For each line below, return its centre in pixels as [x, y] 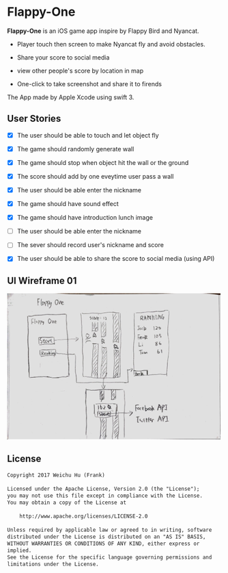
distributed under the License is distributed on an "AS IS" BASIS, [106, 537]
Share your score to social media [63, 57]
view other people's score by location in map [80, 71]
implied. [19, 551]
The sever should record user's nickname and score [90, 245]
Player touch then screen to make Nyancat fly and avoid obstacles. [111, 44]
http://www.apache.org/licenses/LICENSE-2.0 [84, 517]
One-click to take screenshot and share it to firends [89, 84]
